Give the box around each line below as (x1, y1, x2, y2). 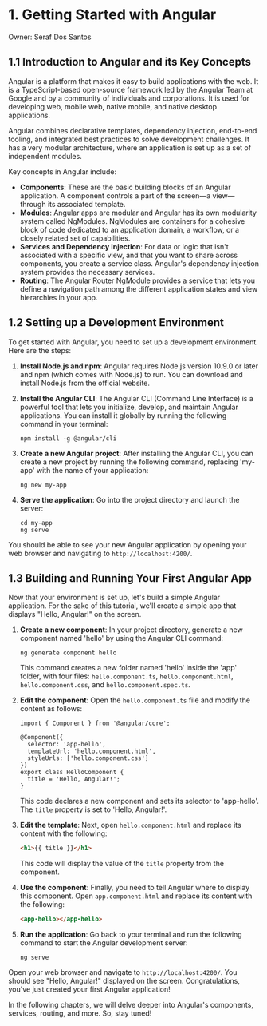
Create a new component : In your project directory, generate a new (19, 625, 243, 634)
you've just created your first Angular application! (8, 984, 171, 994)
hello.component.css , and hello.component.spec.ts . (19, 680, 191, 690)
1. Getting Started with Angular (8, 6, 217, 24)
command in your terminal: (19, 419, 108, 428)
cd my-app (19, 519, 53, 527)
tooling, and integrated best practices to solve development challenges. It (8, 134, 249, 144)
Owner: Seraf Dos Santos (8, 32, 92, 42)
